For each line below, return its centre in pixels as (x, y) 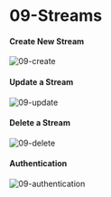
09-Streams (55, 16)
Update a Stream (42, 81)
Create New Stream (47, 41)
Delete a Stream (40, 123)
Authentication (38, 164)
